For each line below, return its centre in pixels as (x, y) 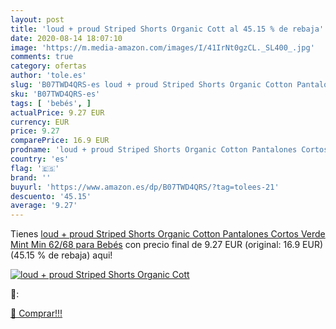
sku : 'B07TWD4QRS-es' (55, 94)
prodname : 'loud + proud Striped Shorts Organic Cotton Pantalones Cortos (169, 150)
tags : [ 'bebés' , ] (51, 103)
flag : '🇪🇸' (35, 168)
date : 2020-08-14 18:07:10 (66, 38)
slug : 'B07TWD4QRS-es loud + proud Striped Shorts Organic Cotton (151, 85)
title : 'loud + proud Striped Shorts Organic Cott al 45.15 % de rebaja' (167, 29)
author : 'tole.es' (48, 76)
